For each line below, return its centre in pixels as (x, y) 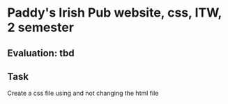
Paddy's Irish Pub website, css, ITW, (114, 13)
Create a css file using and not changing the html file (83, 93)
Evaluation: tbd (41, 53)
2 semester (41, 27)
